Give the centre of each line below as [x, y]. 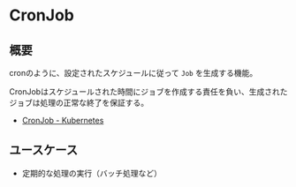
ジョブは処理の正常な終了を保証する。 [79, 103]
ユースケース [43, 150]
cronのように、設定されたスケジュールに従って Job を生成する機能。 [133, 73]
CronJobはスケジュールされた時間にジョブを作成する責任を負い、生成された [148, 92]
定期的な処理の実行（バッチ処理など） [91, 173]
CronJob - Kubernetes [63, 120]
